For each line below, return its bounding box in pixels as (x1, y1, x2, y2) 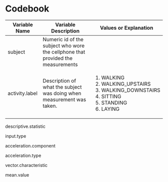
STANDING (101, 99, 127, 106)
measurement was (42, 96, 86, 103)
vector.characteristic (5, 162, 48, 168)
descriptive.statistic (5, 123, 46, 129)
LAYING (101, 105, 120, 112)
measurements (42, 61, 78, 68)
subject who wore (42, 42, 85, 49)
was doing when (42, 90, 81, 97)
